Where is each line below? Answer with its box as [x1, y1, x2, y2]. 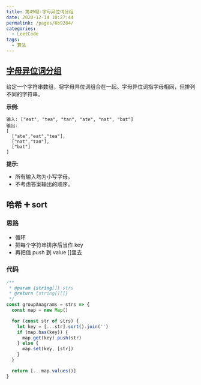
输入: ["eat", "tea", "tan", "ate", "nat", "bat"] [6, 116, 134, 122]
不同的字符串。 [6, 91, 43, 98]
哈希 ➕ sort [6, 200, 48, 210]
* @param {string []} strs [8, 285, 74, 291]
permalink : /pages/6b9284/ [6, 20, 74, 26]
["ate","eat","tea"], [11, 133, 66, 139]
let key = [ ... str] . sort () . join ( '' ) [17, 323, 109, 330]
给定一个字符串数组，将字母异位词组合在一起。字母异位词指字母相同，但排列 [6, 83, 196, 90]
